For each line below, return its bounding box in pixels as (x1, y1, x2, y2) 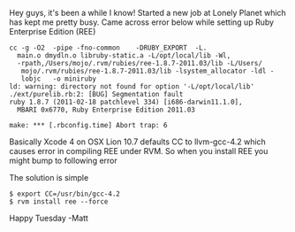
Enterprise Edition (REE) (9, 27, 96, 36)
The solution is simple (9, 173, 89, 182)
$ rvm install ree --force (9, 197, 109, 206)
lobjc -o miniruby (20, 74, 97, 83)
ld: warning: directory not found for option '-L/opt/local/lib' (9, 82, 254, 91)
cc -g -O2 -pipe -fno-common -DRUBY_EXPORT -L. (9, 43, 208, 52)
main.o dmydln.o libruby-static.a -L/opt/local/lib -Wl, (17, 51, 231, 60)
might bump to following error (9, 155, 117, 166)
